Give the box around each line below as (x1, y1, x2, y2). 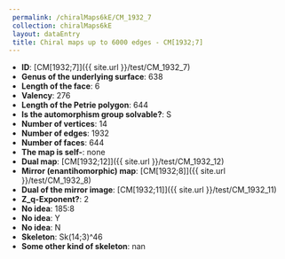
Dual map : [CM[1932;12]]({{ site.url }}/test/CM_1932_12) (20, 156, 225, 167)
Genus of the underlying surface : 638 (20, 72, 163, 82)
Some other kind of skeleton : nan (20, 241, 146, 252)
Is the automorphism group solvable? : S (20, 109, 172, 120)
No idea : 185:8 (20, 203, 75, 214)
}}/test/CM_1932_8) (20, 175, 92, 186)
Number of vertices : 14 (20, 119, 108, 129)
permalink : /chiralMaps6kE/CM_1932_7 (12, 12, 152, 22)
